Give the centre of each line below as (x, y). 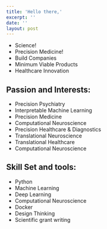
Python (23, 181)
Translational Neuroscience (48, 136)
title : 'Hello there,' (34, 12)
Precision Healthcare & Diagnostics (58, 130)
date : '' (17, 23)
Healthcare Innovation (42, 71)
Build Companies (36, 58)
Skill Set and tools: (41, 167)
